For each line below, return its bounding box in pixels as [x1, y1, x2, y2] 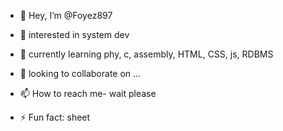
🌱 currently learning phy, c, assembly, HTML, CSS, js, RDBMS [19, 48, 274, 60]
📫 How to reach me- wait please [19, 88, 157, 99]
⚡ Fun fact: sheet [19, 111, 91, 123]
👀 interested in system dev [19, 29, 130, 40]
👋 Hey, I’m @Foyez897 [19, 10, 113, 21]
